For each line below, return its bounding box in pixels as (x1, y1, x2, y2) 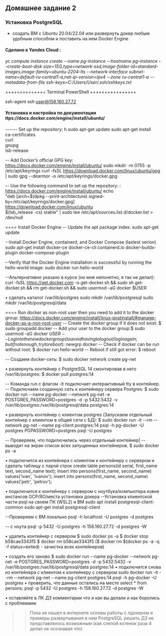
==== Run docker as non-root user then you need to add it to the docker (5, 310, 155, 316)
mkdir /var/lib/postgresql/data (5, 300, 66, 306)
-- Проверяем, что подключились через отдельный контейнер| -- (5, 437, 146, 443)
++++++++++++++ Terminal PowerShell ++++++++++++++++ (5, 89, 137, 95)
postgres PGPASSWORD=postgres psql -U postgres (5, 428, 112, 434)
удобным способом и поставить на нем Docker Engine (12, 35, 129, 41)
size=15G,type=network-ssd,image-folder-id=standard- (43, 63, 159, 69)
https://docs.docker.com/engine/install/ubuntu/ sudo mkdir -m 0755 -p (5, 162, 151, 168)
